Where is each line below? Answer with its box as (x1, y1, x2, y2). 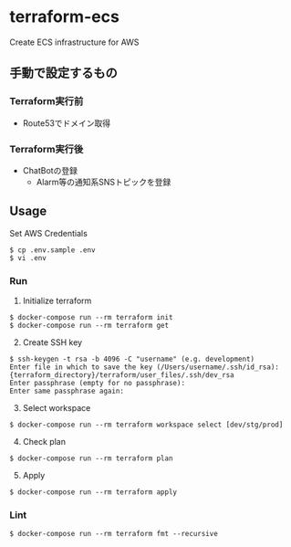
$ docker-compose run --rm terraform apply (9, 488, 178, 497)
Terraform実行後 (9, 142, 84, 155)
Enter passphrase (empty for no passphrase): (9, 379, 185, 388)
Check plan (22, 437, 67, 447)
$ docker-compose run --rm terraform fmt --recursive (9, 530, 219, 539)
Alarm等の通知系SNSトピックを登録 (36, 176, 171, 187)
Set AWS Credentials (9, 227, 88, 238)
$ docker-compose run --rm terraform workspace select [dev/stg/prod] (9, 420, 284, 430)
